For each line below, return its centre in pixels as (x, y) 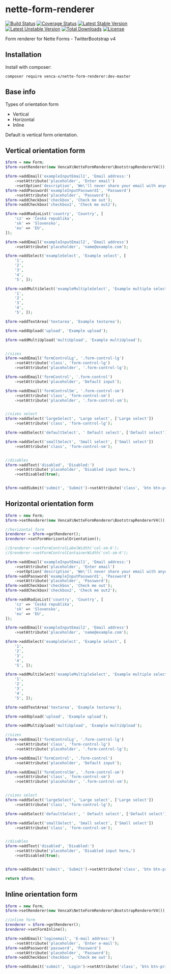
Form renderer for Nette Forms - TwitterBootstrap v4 (61, 39)
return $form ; (20, 878)
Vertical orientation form (45, 150)
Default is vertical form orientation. (42, 135)
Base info (20, 92)
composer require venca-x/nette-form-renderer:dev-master (68, 76)
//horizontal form (25, 529)
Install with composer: (28, 67)
